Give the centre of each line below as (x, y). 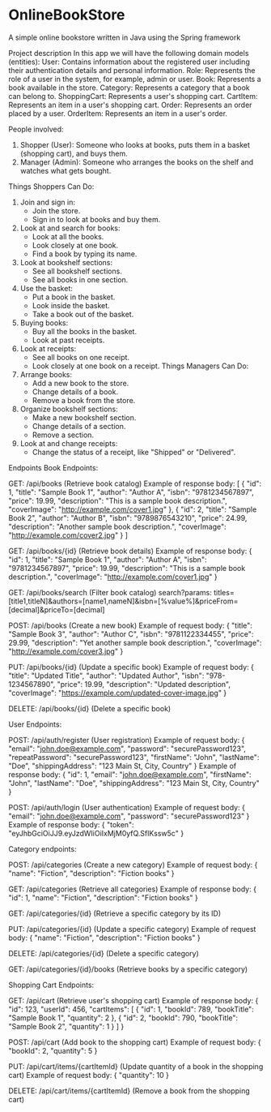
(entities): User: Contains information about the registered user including (129, 62)
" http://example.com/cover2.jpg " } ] (68, 535)
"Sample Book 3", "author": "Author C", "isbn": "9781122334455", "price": (131, 633)
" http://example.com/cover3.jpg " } (66, 651)
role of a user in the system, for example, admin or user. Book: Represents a (135, 79)
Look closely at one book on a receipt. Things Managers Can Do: (140, 366)
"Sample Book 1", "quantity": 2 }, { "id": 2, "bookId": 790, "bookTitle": (123, 1018)
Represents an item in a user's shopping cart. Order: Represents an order (130, 105)
